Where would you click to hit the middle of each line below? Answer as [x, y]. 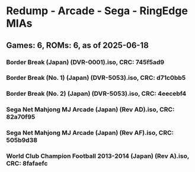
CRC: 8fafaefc [27, 164]
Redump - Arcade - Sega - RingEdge [97, 11]
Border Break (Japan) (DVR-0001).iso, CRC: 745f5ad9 [85, 62]
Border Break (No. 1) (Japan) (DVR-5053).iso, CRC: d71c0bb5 [96, 78]
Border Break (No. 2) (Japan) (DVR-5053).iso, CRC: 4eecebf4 [96, 94]
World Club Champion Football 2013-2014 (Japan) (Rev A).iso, [98, 156]
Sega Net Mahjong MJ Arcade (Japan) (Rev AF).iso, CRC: [90, 133]
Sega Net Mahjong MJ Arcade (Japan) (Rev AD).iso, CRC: [90, 109]
